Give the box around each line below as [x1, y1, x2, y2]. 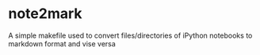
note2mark [8, 5, 82, 23]
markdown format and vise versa [8, 38, 117, 48]
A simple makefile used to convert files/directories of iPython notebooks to [8, 31, 253, 40]
